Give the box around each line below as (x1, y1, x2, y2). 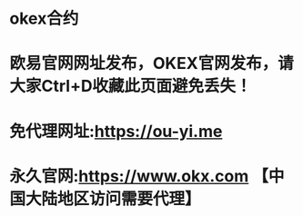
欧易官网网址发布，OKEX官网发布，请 (9, 54, 294, 74)
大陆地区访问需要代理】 (25, 188, 202, 209)
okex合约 (9, 8, 79, 29)
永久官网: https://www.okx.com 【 (9, 165, 268, 186)
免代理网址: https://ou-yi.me (9, 121, 223, 142)
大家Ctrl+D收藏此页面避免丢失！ (9, 76, 252, 96)
